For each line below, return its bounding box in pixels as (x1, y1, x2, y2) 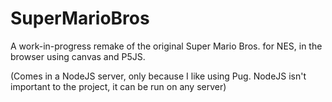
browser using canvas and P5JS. (10, 50, 146, 62)
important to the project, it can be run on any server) (10, 80, 227, 92)
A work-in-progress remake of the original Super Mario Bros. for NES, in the (10, 40, 323, 52)
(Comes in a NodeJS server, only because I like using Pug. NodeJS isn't (10, 70, 307, 82)
